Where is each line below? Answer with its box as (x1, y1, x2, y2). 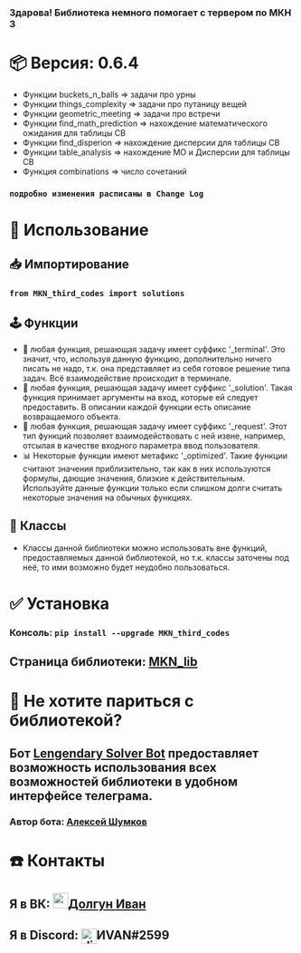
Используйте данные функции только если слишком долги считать (22, 483, 283, 494)
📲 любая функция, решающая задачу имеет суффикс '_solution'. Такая (22, 382, 293, 393)
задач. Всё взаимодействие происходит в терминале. (22, 373, 232, 384)
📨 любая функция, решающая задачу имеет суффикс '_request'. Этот (22, 421, 287, 432)
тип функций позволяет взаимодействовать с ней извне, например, (22, 430, 287, 441)
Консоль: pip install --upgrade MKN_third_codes (9, 627, 230, 640)
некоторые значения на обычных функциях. (22, 492, 193, 504)
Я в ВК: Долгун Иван (9, 897, 146, 912)
